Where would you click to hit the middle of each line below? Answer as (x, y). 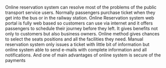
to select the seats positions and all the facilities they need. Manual (74, 39)
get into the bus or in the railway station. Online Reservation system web (80, 18)
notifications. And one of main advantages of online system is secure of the (83, 55)
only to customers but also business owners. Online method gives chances (82, 34)
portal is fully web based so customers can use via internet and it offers (79, 23)
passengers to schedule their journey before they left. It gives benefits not (81, 28)
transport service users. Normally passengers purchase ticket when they (80, 12)
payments (15, 60)
